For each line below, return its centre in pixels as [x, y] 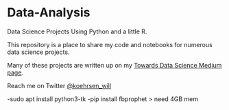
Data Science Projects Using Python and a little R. [77, 31]
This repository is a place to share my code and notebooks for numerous [110, 44]
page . [15, 72]
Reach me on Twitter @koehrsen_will [59, 85]
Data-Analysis [49, 13]
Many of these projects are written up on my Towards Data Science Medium [114, 65]
